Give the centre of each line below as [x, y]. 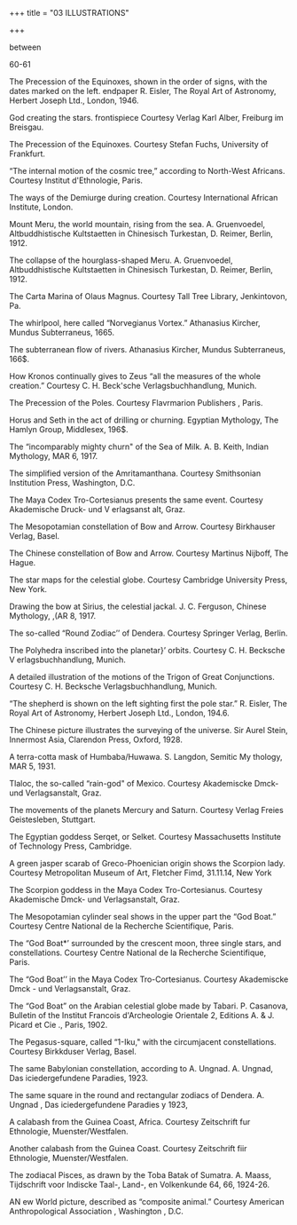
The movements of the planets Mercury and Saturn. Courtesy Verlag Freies [146, 810]
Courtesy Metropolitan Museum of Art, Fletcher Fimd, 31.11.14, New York [141, 873]
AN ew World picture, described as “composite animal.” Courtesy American [147, 1201]
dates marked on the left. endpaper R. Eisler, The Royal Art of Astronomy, [143, 91]
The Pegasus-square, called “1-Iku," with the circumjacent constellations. [143, 1042]
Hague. [23, 562]
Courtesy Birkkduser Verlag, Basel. [73, 1051]
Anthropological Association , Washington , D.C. [96, 1211]
